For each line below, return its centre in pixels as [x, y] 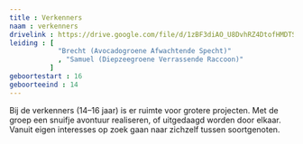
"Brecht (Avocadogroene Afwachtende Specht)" [144, 51]
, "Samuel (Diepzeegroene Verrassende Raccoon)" [151, 59]
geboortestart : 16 [46, 76]
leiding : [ [32, 43]
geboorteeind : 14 [44, 85]
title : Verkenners [46, 18]
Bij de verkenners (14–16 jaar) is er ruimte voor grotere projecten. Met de [144, 110]
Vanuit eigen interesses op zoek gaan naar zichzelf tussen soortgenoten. [145, 129]
